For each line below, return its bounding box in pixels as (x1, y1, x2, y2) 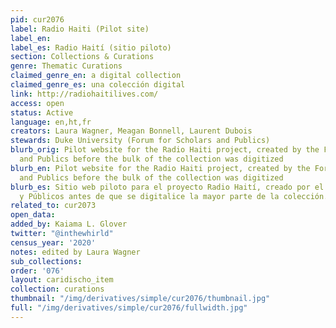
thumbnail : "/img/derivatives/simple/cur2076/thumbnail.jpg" (10, 294, 271, 304)
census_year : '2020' (10, 237, 97, 248)
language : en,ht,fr (10, 117, 92, 127)
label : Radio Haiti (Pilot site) (10, 24, 150, 34)
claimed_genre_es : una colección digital (10, 80, 186, 90)
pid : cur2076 (10, 14, 65, 25)
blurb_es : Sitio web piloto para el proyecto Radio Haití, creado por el (10, 182, 325, 192)
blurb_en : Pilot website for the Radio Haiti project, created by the (10, 163, 311, 173)
